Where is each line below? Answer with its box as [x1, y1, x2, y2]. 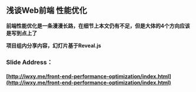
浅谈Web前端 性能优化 [6, 5, 87, 16]
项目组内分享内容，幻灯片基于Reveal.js [6, 42, 101, 49]
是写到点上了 [6, 29, 37, 36]
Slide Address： [6, 58, 53, 66]
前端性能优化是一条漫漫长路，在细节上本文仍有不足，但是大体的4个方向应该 [6, 22, 190, 29]
